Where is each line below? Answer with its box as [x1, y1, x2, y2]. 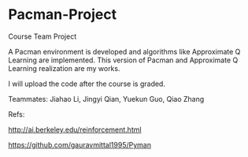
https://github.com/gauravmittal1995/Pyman [8, 140, 152, 149]
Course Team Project [8, 32, 77, 41]
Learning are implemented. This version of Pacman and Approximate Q [8, 55, 239, 65]
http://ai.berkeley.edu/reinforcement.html [8, 125, 142, 134]
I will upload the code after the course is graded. [8, 79, 165, 88]
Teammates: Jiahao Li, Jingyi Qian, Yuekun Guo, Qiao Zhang [8, 94, 205, 103]
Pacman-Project [8, 6, 117, 24]
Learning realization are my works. [8, 63, 120, 73]
